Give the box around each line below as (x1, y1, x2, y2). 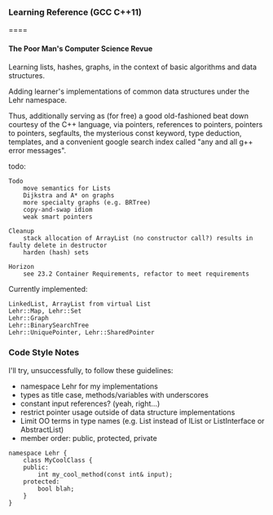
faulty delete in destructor (8, 241, 108, 249)
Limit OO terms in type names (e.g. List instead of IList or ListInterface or (20, 416, 265, 425)
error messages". (8, 145, 67, 155)
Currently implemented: (8, 284, 88, 293)
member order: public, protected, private (20, 433, 157, 442)
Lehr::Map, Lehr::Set (8, 306, 82, 315)
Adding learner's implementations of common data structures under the (8, 86, 250, 96)
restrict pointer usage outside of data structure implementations (20, 407, 236, 417)
